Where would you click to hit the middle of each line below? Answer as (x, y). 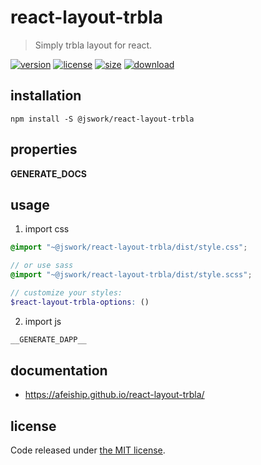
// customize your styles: (66, 293)
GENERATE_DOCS (48, 173)
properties (44, 149)
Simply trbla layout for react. (93, 45)
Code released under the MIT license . (88, 450)
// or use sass (42, 266)
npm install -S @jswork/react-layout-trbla (102, 119)
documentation (59, 371)
